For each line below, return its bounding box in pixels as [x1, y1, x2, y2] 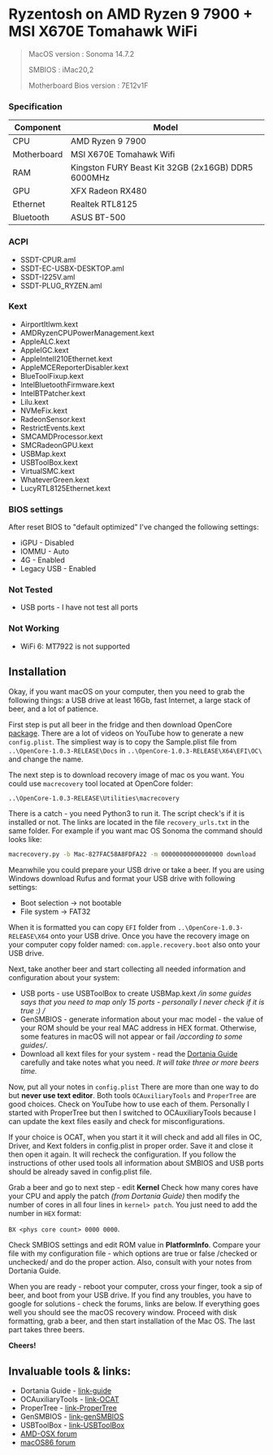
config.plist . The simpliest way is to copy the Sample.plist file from [8, 736, 237, 746]
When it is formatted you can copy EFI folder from [8, 923, 176, 932]
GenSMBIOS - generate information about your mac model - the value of [19, 1014, 264, 1024]
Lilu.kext [19, 397, 49, 406]
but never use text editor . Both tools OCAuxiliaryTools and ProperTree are [8, 1091, 257, 1101]
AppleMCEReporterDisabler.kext [19, 363, 128, 372]
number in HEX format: [8, 1209, 82, 1218]
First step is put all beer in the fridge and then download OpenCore [8, 719, 233, 729]
